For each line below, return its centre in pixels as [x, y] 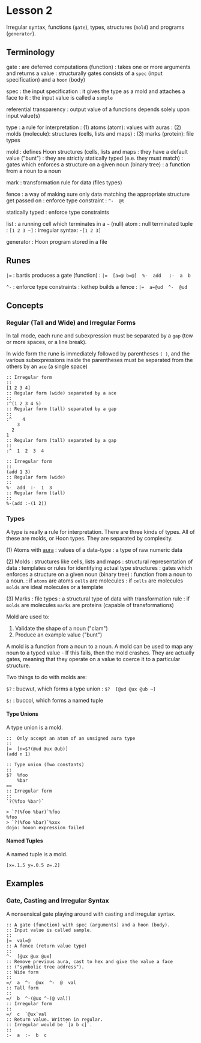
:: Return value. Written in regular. [55, 1019]
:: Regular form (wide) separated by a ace [61, 393]
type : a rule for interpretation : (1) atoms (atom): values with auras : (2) [94, 127]
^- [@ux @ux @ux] [29, 956]
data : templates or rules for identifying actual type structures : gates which [99, 567]
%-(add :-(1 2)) [26, 504]
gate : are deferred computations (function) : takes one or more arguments [98, 67]
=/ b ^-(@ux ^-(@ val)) [38, 998]
